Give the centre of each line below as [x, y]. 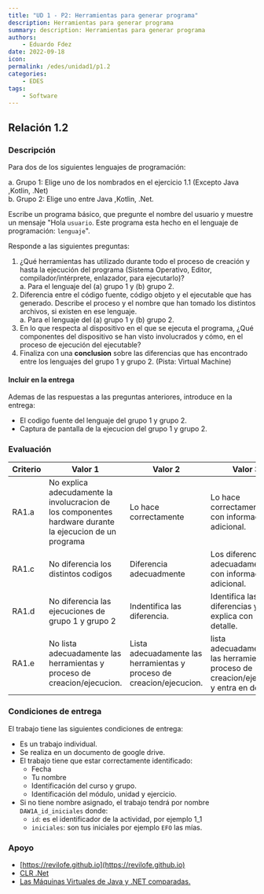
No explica [68, 482]
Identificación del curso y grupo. [84, 786]
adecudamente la [81, 493]
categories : [27, 74]
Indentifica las [156, 606]
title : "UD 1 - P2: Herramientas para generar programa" [103, 15]
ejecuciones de [77, 611]
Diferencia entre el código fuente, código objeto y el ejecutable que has [136, 295]
